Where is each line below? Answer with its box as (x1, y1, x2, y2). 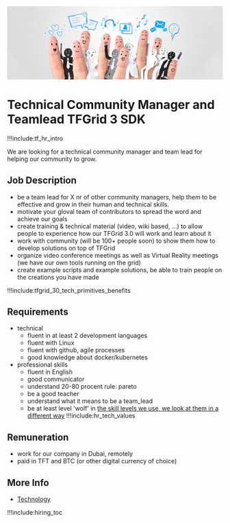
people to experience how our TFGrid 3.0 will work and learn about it (16, 229, 212, 237)
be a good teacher (27, 390, 80, 398)
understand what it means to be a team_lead (27, 397, 153, 405)
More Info (7, 476, 49, 489)
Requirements (7, 306, 68, 317)
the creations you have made (16, 273, 99, 281)
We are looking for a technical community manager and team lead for (7, 147, 203, 156)
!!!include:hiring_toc (7, 508, 63, 516)
